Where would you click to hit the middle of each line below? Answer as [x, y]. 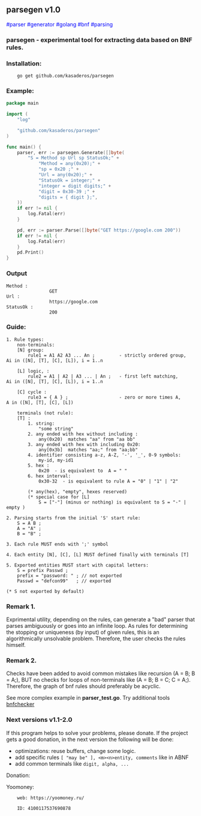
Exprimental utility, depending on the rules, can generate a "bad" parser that [100, 619]
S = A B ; [29, 523]
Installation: [24, 64]
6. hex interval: [49, 476]
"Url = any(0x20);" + [65, 175]
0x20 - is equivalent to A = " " [83, 471]
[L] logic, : [33, 371]
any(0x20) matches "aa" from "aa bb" [87, 439]
